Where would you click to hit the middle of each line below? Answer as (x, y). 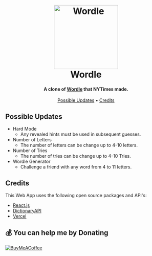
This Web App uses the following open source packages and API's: (76, 196)
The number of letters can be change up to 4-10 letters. (79, 145)
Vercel (19, 216)
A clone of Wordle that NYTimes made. (86, 89)
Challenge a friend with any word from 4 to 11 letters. (76, 167)
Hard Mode (25, 129)
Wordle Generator (31, 162)
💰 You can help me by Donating (57, 233)
